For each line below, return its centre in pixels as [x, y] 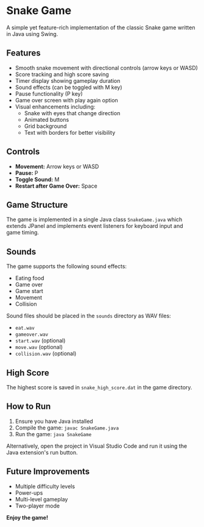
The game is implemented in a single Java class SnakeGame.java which [94, 219]
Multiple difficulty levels [45, 486]
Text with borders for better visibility [70, 132]
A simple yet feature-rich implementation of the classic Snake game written [101, 27]
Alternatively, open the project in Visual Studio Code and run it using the [97, 446]
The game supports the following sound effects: [66, 266]
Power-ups [29, 493]
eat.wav [25, 328]
